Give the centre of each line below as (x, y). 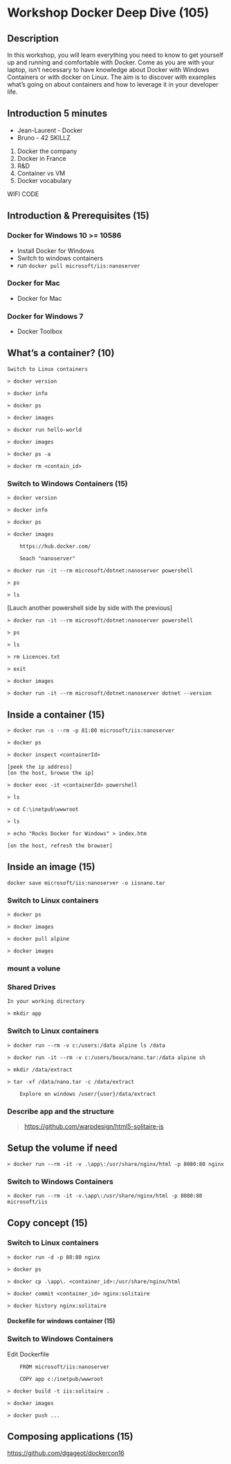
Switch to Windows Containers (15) (67, 483)
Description (33, 38)
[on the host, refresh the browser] (60, 846)
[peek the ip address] (40, 767)
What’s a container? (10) (61, 353)
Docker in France (42, 158)
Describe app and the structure (61, 1111)
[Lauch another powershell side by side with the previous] (90, 608)
